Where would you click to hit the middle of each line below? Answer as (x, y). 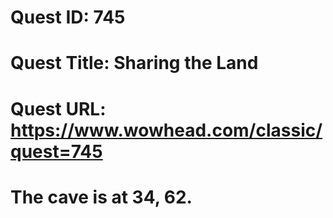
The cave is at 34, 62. (101, 197)
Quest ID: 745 (68, 17)
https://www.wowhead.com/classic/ (166, 130)
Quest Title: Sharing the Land (134, 63)
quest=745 (56, 151)
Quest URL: (58, 108)
